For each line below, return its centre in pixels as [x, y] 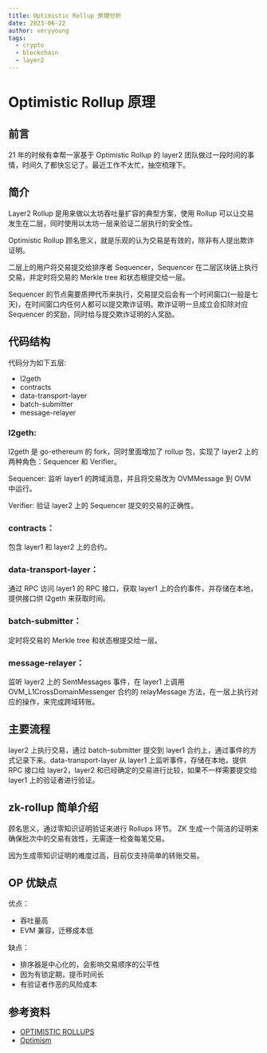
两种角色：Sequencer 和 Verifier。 [65, 461]
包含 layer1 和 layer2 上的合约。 [60, 547]
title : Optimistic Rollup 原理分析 [65, 16]
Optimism [35, 1040]
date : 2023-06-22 [37, 23]
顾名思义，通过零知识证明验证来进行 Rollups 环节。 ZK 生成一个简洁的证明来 [133, 828]
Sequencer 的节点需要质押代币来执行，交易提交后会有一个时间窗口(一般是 [130, 294]
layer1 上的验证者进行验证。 [54, 780]
